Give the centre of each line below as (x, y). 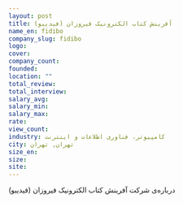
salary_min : (28, 106)
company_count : (34, 62)
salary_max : (28, 114)
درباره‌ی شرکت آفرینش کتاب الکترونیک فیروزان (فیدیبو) (92, 190)
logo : (17, 46)
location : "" (30, 76)
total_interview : (38, 91)
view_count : (28, 129)
